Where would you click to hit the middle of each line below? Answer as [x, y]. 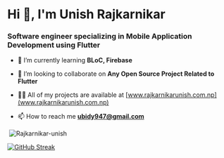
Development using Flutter [54, 45]
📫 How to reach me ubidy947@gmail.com [81, 117]
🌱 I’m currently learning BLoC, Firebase [75, 60]
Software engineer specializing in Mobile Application [100, 37]
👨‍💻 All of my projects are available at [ [73, 95]
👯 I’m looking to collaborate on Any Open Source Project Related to [116, 74]
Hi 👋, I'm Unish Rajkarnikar [86, 14]
